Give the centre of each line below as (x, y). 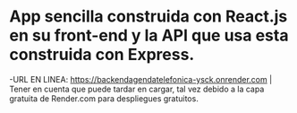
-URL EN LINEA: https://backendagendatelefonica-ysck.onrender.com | (141, 79)
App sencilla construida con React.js (148, 17)
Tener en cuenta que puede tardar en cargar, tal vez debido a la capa (137, 89)
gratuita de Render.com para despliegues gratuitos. (104, 98)
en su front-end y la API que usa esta (149, 35)
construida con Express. (102, 55)
